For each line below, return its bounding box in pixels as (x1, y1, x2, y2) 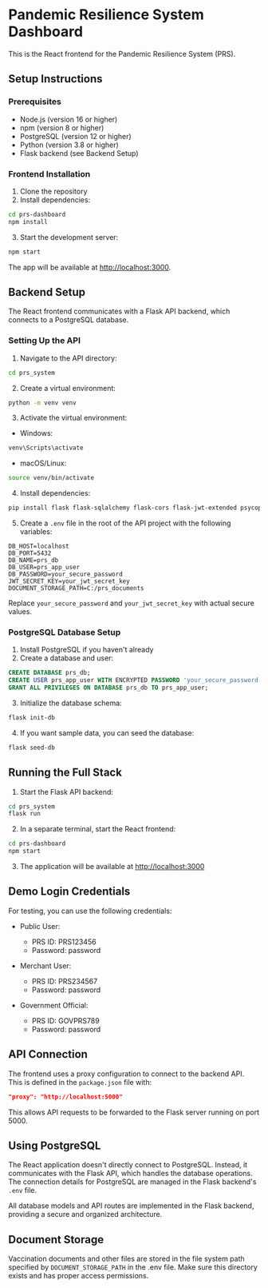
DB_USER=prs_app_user (8, 564, 81, 572)
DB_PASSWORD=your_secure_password (8, 570, 124, 579)
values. (8, 607, 32, 616)
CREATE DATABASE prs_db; (8, 669, 91, 677)
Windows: (19, 429, 53, 438)
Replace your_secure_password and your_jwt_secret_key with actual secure (8, 598, 255, 608)
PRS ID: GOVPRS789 (31, 1015, 100, 1025)
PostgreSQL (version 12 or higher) (19, 131, 132, 141)
